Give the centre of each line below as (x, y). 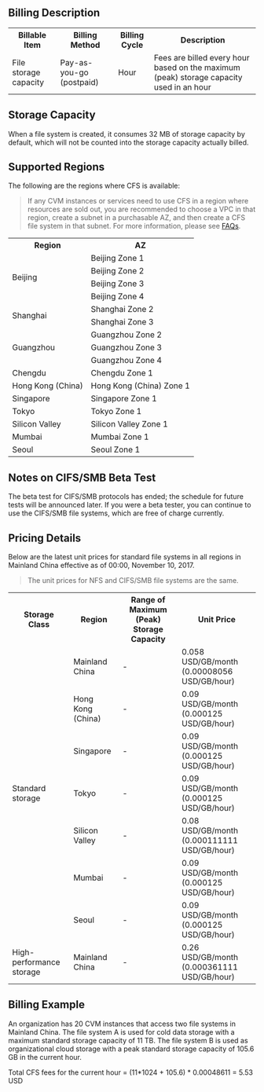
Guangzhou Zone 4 (126, 361)
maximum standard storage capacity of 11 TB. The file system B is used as (128, 1040)
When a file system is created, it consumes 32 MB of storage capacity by (127, 134)
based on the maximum (197, 68)
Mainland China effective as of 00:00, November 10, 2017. (101, 566)
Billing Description (54, 13)
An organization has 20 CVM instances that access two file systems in (122, 1024)
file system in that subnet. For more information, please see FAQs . (134, 226)
